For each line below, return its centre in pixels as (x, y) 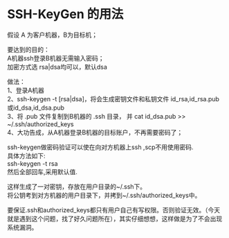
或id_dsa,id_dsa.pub (36, 108)
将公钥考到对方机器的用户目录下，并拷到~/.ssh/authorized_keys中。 (104, 195)
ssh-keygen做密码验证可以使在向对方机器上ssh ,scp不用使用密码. (100, 147)
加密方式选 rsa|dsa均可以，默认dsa (57, 67)
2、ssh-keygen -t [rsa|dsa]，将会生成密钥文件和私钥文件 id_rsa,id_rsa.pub (113, 99)
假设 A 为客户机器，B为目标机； (53, 35)
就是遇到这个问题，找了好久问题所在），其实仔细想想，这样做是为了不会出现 (115, 219)
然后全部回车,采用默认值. (43, 171)
